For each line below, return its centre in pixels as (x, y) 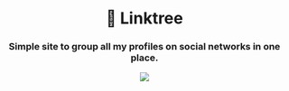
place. (144, 58)
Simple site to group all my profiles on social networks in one (144, 47)
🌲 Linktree (144, 18)
